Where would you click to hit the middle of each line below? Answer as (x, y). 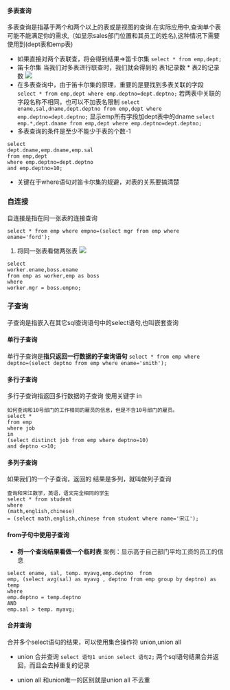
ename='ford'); (29, 237)
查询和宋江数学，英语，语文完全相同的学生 (58, 493)
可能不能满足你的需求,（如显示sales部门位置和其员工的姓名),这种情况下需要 (114, 36)
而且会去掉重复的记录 (59, 665)
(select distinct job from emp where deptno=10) (78, 441)
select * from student (39, 499)
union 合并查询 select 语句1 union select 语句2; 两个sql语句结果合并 (115, 656)
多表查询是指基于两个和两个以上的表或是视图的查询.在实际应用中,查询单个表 (114, 27)
